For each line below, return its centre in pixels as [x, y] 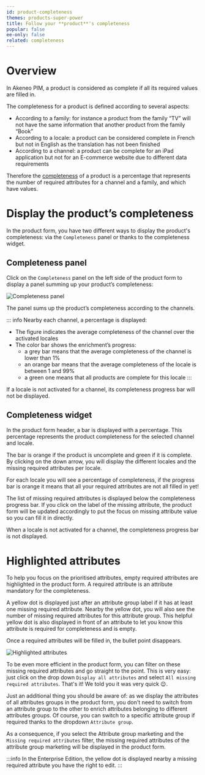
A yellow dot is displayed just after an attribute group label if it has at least [99, 603]
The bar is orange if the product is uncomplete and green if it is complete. [99, 455]
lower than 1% [42, 358]
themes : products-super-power [45, 18]
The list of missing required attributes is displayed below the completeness [101, 498]
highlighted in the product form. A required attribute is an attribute [90, 584]
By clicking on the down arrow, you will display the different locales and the [101, 461]
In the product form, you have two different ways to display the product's [99, 230]
